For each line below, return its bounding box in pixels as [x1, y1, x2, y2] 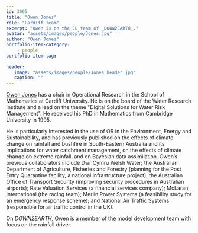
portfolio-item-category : [6, 42, 70, 48]
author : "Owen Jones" [6, 36, 60, 42]
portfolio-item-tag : [6, 53, 57, 59]
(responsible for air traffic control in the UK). [6, 203, 114, 210]
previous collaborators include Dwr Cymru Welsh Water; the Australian [6, 159, 178, 167]
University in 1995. [6, 116, 51, 123]
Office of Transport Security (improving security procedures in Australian [6, 178, 184, 186]
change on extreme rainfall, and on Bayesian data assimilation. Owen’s [6, 153, 178, 160]
